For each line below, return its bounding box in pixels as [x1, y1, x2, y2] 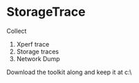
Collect [6, 27, 27, 35]
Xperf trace [16, 40, 50, 48]
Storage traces [16, 47, 59, 56]
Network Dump [16, 54, 60, 62]
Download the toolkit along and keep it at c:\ [6, 68, 132, 76]
